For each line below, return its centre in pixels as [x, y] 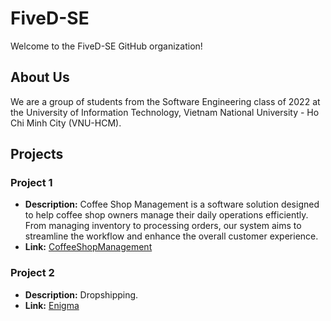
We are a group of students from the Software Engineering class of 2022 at [165, 101]
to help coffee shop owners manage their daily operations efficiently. [166, 215]
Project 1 [31, 183]
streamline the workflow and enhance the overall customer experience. [171, 236]
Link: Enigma [52, 305]
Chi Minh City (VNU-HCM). [66, 123]
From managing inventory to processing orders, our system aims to [163, 226]
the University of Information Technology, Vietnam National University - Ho [165, 112]
